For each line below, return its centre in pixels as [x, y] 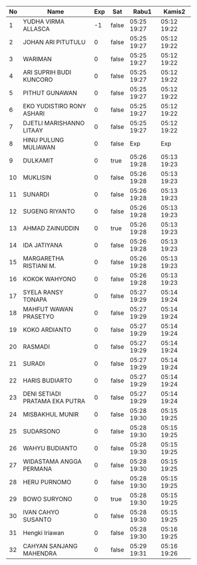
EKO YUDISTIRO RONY [55, 106]
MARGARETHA [44, 258]
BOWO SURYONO [47, 499]
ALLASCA [36, 29]
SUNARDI [36, 195]
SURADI [34, 363]
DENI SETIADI [42, 394]
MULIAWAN [39, 147]
